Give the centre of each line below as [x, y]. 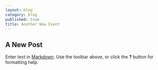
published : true [22, 19]
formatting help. [22, 62]
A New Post [24, 44]
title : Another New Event [32, 24]
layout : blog [19, 10]
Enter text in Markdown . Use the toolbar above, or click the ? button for [79, 57]
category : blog [21, 15]
